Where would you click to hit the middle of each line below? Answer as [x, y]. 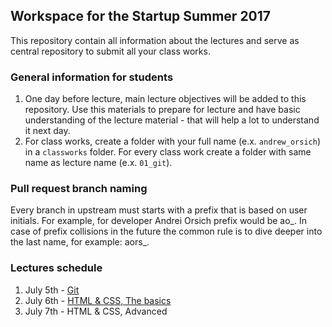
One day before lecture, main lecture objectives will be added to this [165, 99]
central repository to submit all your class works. [110, 51]
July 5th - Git [52, 290]
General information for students [92, 77]
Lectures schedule [56, 268]
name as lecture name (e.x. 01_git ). [98, 163]
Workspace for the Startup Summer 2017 [141, 16]
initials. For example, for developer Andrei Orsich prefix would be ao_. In [158, 221]
